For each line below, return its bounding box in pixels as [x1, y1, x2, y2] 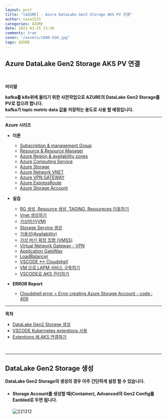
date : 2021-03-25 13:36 [5, 26, 55, 31]
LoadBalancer [19, 253, 49, 259]
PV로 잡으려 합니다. [5, 100, 43, 106]
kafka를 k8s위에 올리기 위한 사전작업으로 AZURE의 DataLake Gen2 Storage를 [5, 94, 160, 100]
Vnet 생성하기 [19, 212, 47, 218]
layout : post [5, 7, 32, 12]
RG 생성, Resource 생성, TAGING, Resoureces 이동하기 [19, 206, 129, 212]
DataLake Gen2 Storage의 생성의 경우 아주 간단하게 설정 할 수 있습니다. [5, 378, 145, 385]
